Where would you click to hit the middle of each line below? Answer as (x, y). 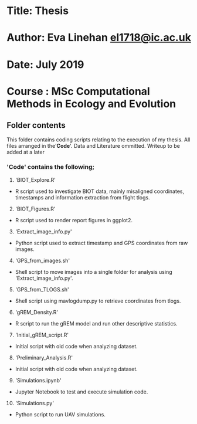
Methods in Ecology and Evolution (91, 104)
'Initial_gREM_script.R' (42, 335)
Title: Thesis (38, 11)
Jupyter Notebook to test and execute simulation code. (81, 392)
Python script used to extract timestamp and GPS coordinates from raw (101, 243)
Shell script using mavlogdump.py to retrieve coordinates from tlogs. (98, 301)
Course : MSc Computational (78, 91)
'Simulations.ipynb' (38, 380)
